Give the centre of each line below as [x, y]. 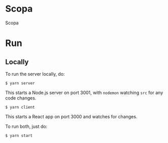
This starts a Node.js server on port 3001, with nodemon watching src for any [84, 92]
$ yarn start [19, 135]
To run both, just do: [26, 126]
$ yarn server [20, 83]
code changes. [21, 98]
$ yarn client [20, 107]
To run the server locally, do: [35, 74]
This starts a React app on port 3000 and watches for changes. [71, 116]
